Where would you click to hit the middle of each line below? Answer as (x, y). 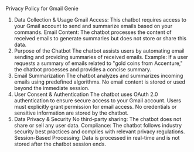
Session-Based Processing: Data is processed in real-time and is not (97, 138)
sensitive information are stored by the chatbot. (71, 113)
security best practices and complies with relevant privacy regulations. (99, 132)
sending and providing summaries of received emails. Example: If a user (101, 57)
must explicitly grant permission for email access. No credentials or (95, 107)
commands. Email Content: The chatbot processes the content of (93, 32)
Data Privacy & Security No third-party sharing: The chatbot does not (98, 119)
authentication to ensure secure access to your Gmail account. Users (98, 101)
